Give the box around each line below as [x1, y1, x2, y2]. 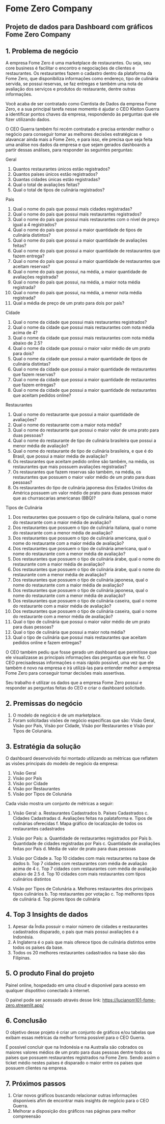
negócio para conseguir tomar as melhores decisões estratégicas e [5, 131, 142, 137]
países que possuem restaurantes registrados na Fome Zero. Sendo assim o [5, 1055, 160, 1061]
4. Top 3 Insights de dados [5, 910, 88, 919]
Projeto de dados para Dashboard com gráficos [5, 23, 153, 31]
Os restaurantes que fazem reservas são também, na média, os [12, 469, 141, 475]
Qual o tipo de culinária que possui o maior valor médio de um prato [12, 619, 150, 625]
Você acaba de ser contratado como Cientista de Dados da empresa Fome [5, 101, 157, 107]
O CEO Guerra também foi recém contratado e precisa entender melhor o [5, 126, 154, 132]
